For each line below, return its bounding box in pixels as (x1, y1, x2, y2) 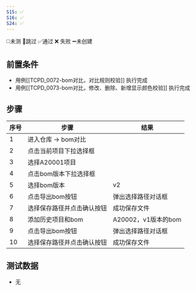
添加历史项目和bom (27, 215, 83, 223)
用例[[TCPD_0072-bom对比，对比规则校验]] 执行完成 (15, 77, 148, 84)
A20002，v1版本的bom (113, 215, 181, 223)
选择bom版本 (27, 181, 65, 189)
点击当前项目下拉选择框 (27, 147, 96, 155)
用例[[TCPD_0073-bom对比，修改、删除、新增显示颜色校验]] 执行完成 (15, 84, 191, 92)
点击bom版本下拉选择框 (27, 170, 96, 178)
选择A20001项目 (27, 158, 76, 167)
